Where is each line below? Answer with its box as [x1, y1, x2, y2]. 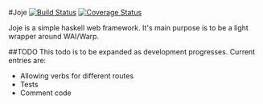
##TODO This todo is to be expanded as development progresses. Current [8, 47, 256, 56]
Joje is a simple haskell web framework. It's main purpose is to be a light [8, 23, 249, 32]
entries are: [8, 56, 47, 65]
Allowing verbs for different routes [19, 71, 134, 80]
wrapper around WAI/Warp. [8, 32, 99, 41]
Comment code [19, 88, 72, 98]
